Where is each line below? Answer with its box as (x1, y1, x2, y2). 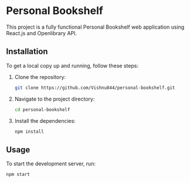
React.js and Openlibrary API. (6, 29, 77, 36)
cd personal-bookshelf (14, 106, 70, 112)
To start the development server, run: (6, 160, 96, 167)
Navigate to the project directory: (14, 95, 95, 102)
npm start (6, 171, 30, 178)
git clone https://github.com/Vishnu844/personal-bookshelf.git (14, 85, 175, 91)
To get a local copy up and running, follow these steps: (6, 62, 139, 69)
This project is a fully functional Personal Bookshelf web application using (6, 23, 185, 30)
